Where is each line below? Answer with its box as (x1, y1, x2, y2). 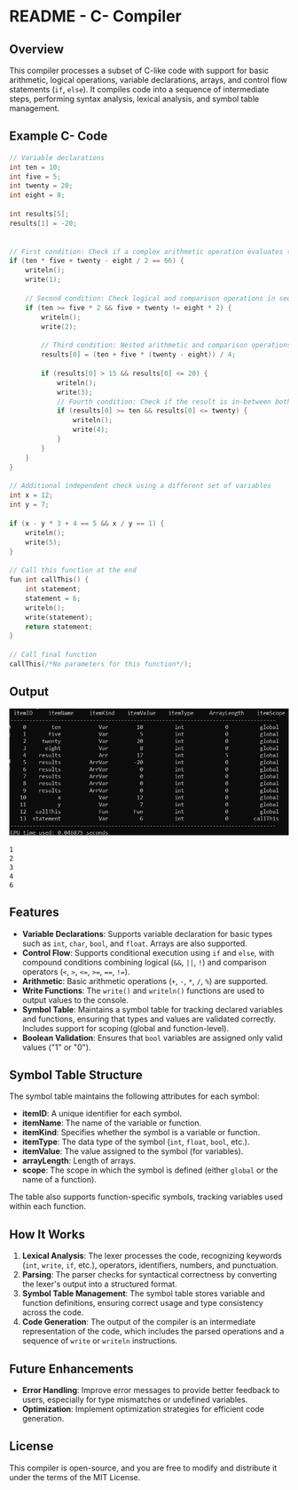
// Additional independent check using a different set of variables (9, 482, 272, 491)
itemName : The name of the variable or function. (21, 1117, 202, 1128)
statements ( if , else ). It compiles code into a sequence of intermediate (9, 84, 270, 94)
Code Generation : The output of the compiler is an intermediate (21, 1317, 256, 1327)
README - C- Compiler (9, 6, 182, 27)
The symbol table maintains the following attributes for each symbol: (9, 1091, 260, 1101)
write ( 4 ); (72, 425, 109, 435)
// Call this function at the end (9, 566, 137, 575)
